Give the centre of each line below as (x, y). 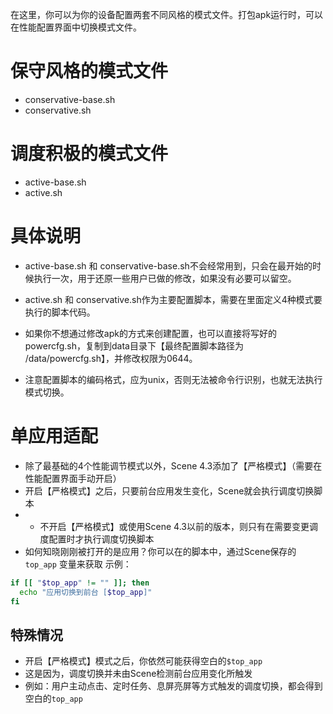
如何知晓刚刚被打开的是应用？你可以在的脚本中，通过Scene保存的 (160, 551)
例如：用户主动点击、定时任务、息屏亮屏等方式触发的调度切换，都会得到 (173, 686)
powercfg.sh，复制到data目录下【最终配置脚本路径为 (134, 345)
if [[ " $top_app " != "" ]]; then (80, 583)
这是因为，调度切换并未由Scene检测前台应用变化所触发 (138, 674)
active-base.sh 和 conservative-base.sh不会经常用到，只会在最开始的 (168, 265)
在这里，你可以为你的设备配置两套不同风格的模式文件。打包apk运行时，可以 (167, 14)
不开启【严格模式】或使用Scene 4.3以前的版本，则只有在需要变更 (174, 526)
